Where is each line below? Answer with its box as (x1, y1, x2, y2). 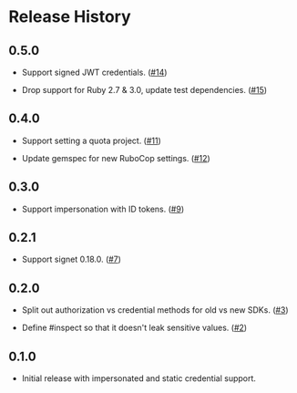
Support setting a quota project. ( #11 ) (21, 135, 161, 146)
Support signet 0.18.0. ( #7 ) (21, 253, 122, 265)
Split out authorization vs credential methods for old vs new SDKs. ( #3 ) (21, 305, 289, 315)
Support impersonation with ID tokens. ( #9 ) (21, 203, 184, 214)
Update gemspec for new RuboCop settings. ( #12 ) (21, 152, 210, 163)
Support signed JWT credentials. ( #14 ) (21, 67, 168, 78)
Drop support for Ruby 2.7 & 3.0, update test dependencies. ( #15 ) (21, 85, 268, 95)
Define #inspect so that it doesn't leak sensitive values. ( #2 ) (21, 322, 248, 334)
